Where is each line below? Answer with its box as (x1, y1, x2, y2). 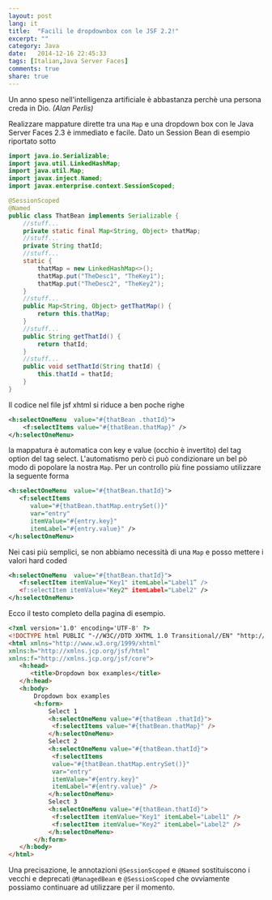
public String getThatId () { (23, 332, 121, 341)
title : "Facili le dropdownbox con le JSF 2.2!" (8, 27, 180, 35)
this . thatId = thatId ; (37, 370, 114, 378)
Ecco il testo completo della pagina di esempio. (8, 609, 166, 618)
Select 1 (48, 707, 79, 715)
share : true (8, 72, 49, 80)
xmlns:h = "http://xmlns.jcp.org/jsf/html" (8, 647, 151, 655)
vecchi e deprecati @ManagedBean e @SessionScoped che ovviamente (8, 874, 230, 884)
